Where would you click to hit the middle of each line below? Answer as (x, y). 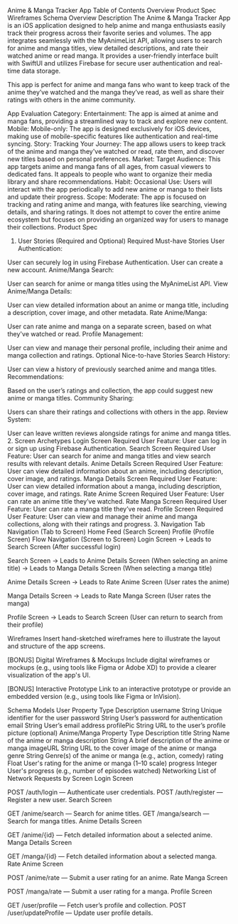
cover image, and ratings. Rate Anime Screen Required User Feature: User (116, 494)
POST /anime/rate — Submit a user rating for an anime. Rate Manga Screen (118, 878)
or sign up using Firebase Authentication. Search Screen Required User (112, 448)
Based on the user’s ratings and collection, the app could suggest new (110, 390)
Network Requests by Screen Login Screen (70, 778)
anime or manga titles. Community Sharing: (71, 398)
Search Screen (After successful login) (64, 547)
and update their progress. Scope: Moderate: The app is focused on (107, 197)
